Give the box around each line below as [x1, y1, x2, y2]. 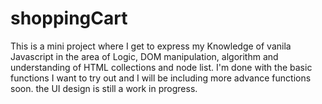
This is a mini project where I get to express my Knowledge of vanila [10, 40, 292, 52]
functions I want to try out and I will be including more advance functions [10, 72, 312, 84]
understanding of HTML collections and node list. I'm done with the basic [10, 61, 313, 73]
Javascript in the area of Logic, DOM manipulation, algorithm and [10, 50, 279, 62]
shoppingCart [10, 7, 128, 30]
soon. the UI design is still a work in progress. [10, 82, 198, 94]
